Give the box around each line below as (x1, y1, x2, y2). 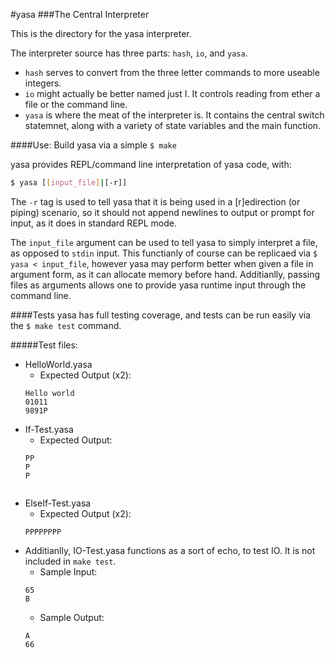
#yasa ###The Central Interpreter (10, 9, 150, 20)
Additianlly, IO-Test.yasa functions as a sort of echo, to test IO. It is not (24, 544, 316, 556)
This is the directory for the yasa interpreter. (10, 28, 192, 39)
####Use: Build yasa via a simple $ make (10, 139, 177, 151)
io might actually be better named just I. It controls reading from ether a (24, 88, 321, 99)
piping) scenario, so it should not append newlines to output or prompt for (10, 206, 315, 218)
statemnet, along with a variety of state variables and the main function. (24, 120, 322, 131)
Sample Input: (39, 565, 98, 578)
